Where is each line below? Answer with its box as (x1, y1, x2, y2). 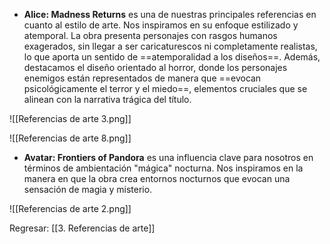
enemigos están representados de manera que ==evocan (23, 72, 262, 84)
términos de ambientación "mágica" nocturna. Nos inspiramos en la (23, 162, 304, 174)
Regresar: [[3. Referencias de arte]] (9, 222, 156, 234)
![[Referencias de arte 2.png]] (9, 203, 132, 214)
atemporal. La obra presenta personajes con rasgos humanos (23, 30, 278, 41)
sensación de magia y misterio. (23, 184, 153, 195)
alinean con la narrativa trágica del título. (23, 94, 192, 105)
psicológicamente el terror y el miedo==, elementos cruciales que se (23, 83, 308, 94)
